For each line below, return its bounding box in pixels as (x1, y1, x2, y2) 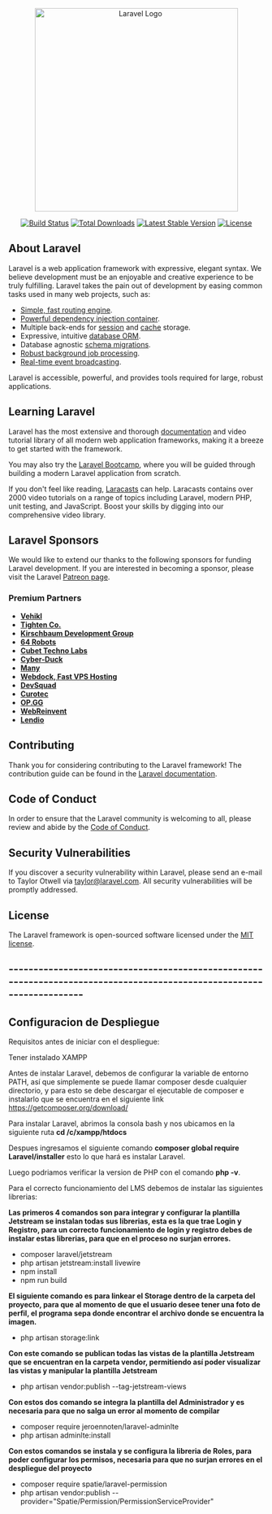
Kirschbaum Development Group (19, 628, 134, 638)
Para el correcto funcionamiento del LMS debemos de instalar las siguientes (8, 1184, 264, 1193)
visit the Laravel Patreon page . (8, 572, 110, 582)
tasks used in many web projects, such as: (8, 289, 151, 299)
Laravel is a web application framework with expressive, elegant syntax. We (8, 263, 262, 273)
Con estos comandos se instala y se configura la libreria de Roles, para (8, 1446, 252, 1456)
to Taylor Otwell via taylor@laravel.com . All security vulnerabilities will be (8, 876, 253, 886)
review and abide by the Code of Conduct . (8, 822, 150, 832)
